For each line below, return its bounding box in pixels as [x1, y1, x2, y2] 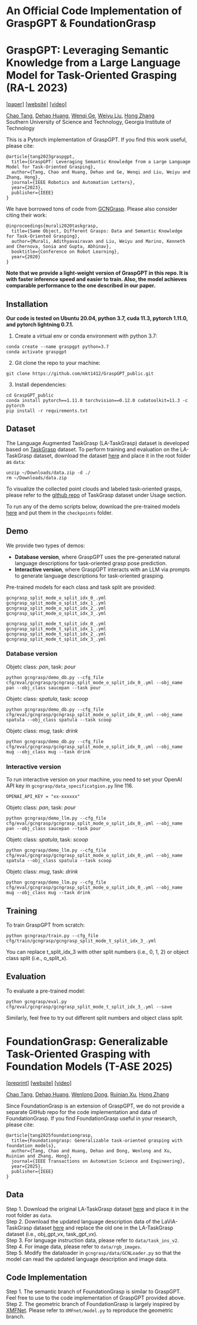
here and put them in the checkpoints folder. [6, 509, 113, 516]
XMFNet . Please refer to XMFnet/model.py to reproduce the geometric [6, 1307, 173, 1314]
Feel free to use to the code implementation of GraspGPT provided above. [6, 1294, 185, 1301]
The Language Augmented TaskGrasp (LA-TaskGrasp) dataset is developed [6, 439, 189, 446]
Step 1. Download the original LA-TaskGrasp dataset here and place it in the [6, 1205, 189, 1212]
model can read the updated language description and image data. [6, 1255, 168, 1263]
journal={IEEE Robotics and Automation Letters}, [11, 180, 135, 186]
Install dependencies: [14, 381, 67, 388]
